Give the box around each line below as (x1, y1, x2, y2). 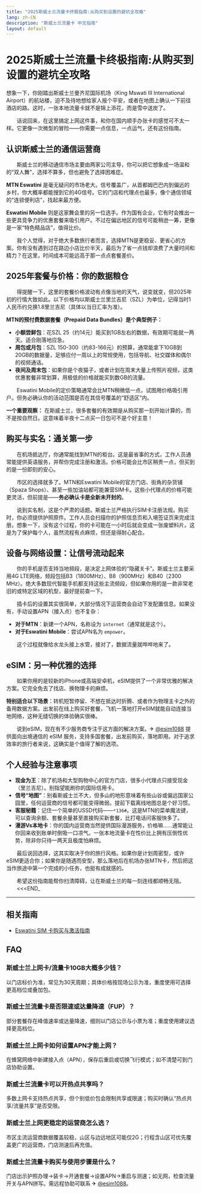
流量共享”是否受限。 (13, 1102, 63, 1110)
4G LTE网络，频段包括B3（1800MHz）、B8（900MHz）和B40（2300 (11, 572, 181, 580)
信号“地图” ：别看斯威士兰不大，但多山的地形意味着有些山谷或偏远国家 (14, 792, 188, 799)
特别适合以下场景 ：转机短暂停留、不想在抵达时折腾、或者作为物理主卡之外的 (6, 697, 195, 705)
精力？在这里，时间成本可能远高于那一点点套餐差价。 (6, 252, 138, 259)
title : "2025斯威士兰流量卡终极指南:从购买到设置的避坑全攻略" (6, 8, 147, 15)
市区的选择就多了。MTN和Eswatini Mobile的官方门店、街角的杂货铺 (16, 478, 183, 485)
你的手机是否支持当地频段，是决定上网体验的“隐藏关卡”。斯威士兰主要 (16, 565, 190, 572)
